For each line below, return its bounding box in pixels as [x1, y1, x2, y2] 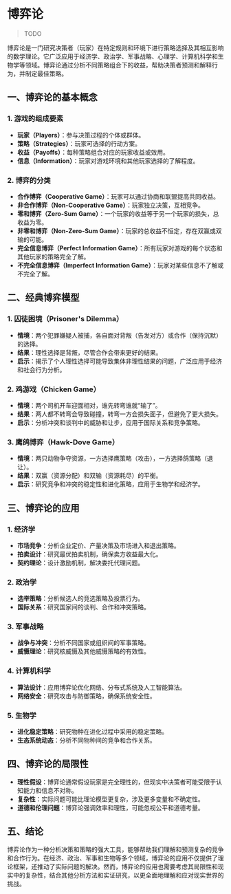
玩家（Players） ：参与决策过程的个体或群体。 [16, 131, 145, 139]
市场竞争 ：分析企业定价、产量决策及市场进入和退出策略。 [16, 541, 180, 549]
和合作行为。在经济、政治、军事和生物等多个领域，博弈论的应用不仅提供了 [7, 853, 218, 862]
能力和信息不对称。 [23, 786, 78, 794]
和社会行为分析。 [16, 365, 66, 373]
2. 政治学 [7, 577, 37, 587]
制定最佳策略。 [25, 69, 67, 78]
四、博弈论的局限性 [7, 758, 89, 770]
